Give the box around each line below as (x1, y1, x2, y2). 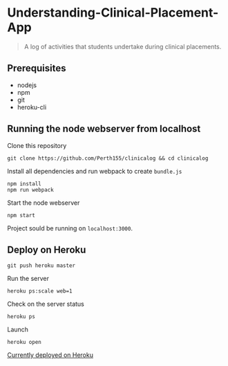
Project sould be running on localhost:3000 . (7, 223, 133, 232)
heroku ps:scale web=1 (7, 288, 73, 295)
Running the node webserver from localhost (7, 123, 201, 135)
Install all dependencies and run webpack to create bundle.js (7, 167, 182, 175)
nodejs (17, 81, 37, 89)
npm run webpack (7, 186, 54, 193)
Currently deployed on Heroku (7, 351, 93, 359)
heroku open (7, 339, 41, 346)
